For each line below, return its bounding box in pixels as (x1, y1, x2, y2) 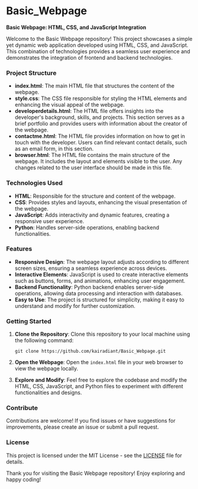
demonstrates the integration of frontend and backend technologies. (6, 54, 173, 61)
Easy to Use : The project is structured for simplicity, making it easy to (14, 296, 184, 303)
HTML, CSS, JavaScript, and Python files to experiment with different (14, 383, 183, 390)
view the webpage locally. (14, 365, 79, 372)
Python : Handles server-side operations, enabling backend (14, 224, 160, 231)
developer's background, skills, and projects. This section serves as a (14, 114, 185, 121)
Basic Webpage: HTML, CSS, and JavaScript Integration (6, 24, 147, 31)
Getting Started (6, 317, 51, 325)
